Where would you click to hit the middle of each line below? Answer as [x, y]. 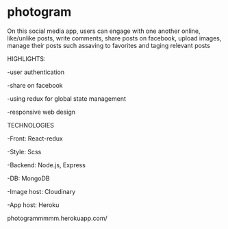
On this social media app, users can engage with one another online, [104, 31]
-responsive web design [41, 112]
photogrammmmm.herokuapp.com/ [57, 218]
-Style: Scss [24, 152]
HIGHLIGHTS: [26, 58]
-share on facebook [35, 85]
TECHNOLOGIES [31, 125]
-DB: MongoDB [28, 178]
